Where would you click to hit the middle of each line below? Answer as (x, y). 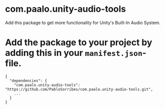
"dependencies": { (29, 81)
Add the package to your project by (79, 42)
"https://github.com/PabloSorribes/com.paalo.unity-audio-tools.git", (79, 89)
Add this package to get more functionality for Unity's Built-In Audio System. (83, 23)
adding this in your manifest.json (74, 53)
